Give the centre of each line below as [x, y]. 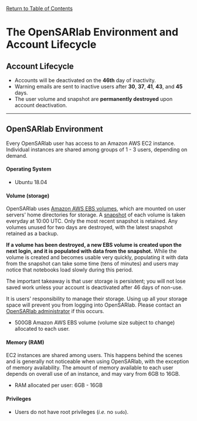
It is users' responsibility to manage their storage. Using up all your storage [97, 299]
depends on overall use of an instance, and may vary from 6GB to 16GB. [93, 374]
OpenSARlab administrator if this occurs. [55, 311]
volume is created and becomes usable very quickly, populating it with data [97, 257]
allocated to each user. [42, 329]
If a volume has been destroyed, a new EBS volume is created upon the [94, 245]
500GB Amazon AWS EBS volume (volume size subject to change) [95, 322]
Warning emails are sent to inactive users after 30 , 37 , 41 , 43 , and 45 [98, 86]
